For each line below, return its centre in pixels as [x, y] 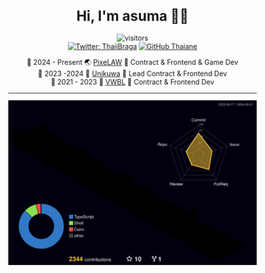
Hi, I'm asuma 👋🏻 [132, 16]
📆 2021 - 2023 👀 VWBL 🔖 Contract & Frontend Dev [132, 81]
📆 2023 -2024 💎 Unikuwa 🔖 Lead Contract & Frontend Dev [132, 73]
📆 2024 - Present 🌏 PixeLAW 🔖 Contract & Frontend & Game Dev [132, 62]
